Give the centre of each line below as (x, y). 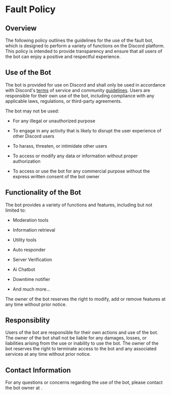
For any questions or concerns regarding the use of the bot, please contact (84, 382)
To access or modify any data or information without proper (75, 156)
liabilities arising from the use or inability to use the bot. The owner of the (82, 343)
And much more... (31, 289)
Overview (21, 28)
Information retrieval (34, 230)
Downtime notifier (31, 279)
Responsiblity (27, 320)
